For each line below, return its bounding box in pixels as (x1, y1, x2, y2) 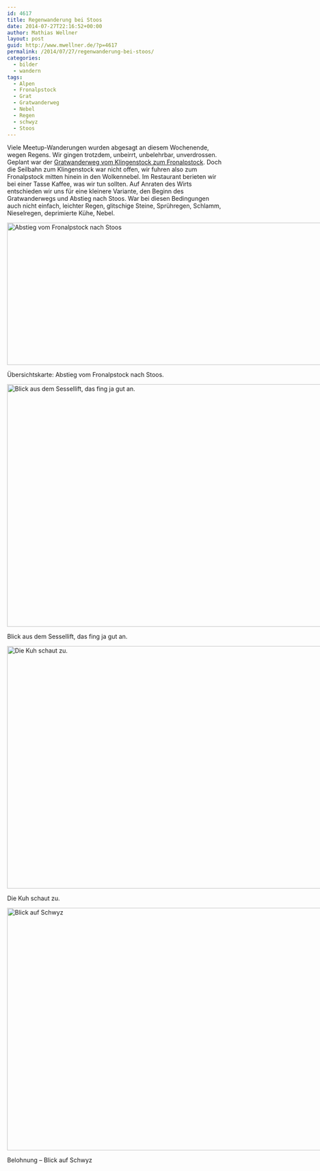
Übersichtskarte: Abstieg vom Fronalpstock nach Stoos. (7, 371, 164, 379)
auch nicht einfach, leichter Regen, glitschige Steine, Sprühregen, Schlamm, (7, 202, 222, 210)
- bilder (13, 61, 38, 68)
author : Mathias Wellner (7, 29, 78, 36)
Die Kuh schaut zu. (7, 894, 60, 902)
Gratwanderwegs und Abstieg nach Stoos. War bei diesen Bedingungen (7, 195, 210, 203)
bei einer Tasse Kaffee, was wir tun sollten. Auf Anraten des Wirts (7, 180, 192, 189)
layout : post (7, 36, 44, 43)
